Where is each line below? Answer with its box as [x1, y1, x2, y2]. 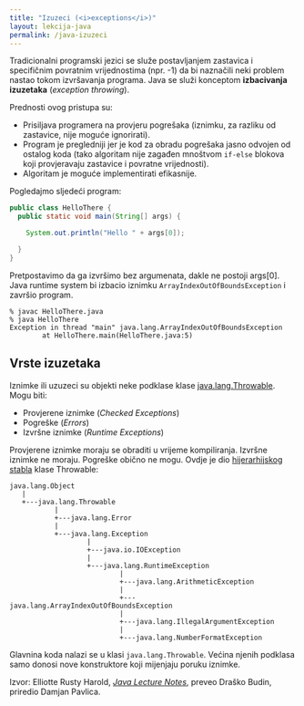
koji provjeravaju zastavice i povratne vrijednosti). [22, 159, 209, 170]
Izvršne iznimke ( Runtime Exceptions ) [22, 426, 165, 438]
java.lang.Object [9, 481, 76, 491]
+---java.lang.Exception [54, 529, 148, 538]
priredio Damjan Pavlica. [9, 686, 101, 697]
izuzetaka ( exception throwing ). [9, 84, 130, 96]
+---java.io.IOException [86, 545, 181, 555]
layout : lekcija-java [9, 22, 92, 31]
